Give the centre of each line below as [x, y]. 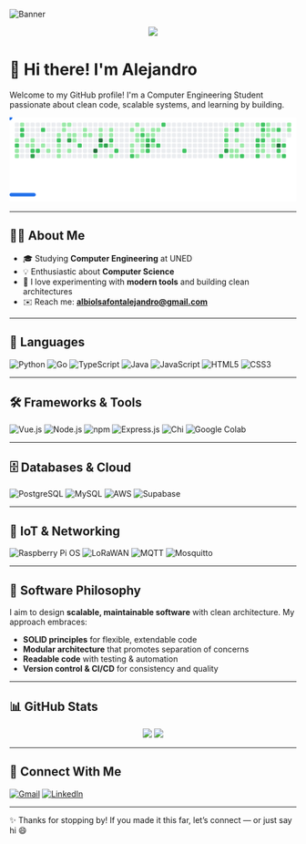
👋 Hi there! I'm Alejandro [103, 70]
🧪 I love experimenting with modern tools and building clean [136, 282]
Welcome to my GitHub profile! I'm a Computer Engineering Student [137, 95]
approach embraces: [49, 622]
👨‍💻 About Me [47, 236]
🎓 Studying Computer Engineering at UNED [107, 258]
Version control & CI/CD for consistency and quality [120, 668]
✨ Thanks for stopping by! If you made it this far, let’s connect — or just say [151, 819]
